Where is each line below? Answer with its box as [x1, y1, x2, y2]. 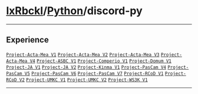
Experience [6, 35, 49, 45]
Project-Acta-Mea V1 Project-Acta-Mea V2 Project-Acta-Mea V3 [6, 51, 160, 57]
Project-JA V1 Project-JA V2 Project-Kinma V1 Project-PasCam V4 [6, 64, 167, 70]
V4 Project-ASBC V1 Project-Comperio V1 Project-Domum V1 [29, 58, 172, 64]
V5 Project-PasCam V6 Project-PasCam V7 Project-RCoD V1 [24, 70, 164, 76]
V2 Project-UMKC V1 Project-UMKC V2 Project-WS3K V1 [19, 77, 148, 83]
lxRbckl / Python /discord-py [6, 4, 143, 18]
